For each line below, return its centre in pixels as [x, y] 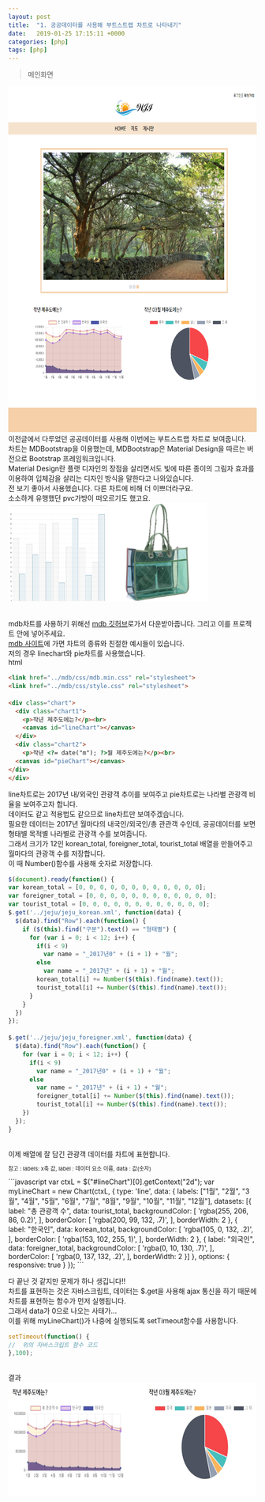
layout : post [30, 17]
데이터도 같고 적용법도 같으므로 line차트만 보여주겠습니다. [96, 814]
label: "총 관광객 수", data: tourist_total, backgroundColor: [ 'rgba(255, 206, [129, 1211]
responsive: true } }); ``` [46, 1265]
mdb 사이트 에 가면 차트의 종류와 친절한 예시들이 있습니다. [97, 644]
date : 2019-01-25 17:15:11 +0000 [67, 33]
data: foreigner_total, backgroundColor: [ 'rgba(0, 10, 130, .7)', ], [111, 1248]
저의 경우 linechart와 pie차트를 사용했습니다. [77, 653]
